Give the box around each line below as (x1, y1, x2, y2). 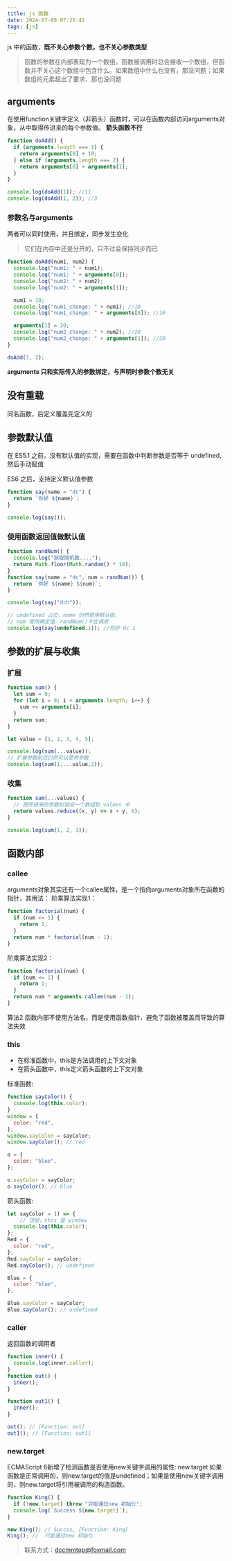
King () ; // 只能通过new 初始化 (7, 1533, 93, 1539)
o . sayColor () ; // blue (7, 1183, 73, 1190)
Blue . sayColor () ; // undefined (7, 1306, 98, 1313)
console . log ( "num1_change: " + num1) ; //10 (13, 303, 141, 310)
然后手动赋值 (7, 460, 44, 468)
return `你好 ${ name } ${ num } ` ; (13, 580, 102, 587)
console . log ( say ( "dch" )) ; (7, 599, 82, 606)
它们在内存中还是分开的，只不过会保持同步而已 (24, 244, 158, 253)
